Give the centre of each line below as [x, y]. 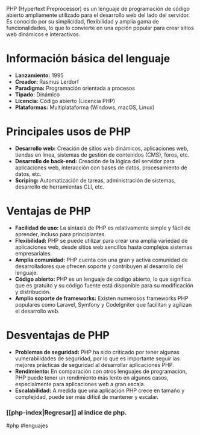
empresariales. [33, 253]
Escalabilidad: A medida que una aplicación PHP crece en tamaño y [100, 390]
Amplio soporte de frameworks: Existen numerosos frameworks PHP [102, 298]
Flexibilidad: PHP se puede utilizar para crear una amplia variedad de [101, 240]
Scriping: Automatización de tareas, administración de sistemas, [95, 180]
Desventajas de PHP [58, 335]
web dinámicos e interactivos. [43, 34]
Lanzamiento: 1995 [39, 75]
